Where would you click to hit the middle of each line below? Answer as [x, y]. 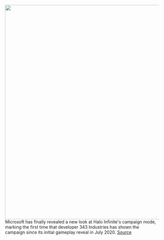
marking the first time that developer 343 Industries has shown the [72, 227]
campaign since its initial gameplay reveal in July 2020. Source [68, 232]
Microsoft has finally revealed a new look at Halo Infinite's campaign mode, [81, 222]
